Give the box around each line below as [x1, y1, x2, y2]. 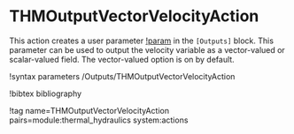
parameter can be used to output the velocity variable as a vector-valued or [9, 44, 285, 55]
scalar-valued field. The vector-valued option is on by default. [9, 54, 235, 64]
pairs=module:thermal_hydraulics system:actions [9, 115, 189, 125]
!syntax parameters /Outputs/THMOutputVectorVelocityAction [9, 71, 236, 81]
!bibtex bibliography [9, 88, 82, 99]
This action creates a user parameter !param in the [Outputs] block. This [9, 35, 275, 46]
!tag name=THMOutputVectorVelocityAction [9, 105, 170, 115]
